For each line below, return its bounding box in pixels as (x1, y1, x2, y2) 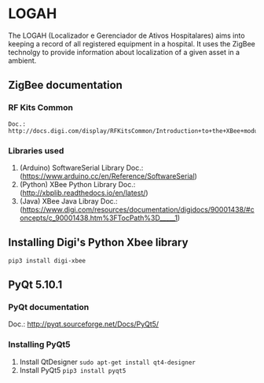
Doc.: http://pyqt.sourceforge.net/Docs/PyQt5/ (8, 319, 159, 329)
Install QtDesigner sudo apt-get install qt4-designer (19, 357, 196, 366)
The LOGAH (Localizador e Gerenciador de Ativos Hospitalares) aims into (8, 31, 245, 40)
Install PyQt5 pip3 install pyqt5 (19, 365, 126, 374)
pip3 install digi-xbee (8, 256, 86, 264)
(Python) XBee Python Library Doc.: (19, 179, 136, 189)
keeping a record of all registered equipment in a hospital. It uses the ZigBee (8, 39, 255, 48)
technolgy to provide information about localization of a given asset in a (8, 47, 240, 57)
